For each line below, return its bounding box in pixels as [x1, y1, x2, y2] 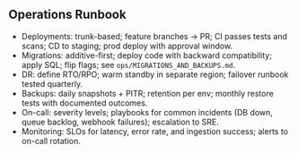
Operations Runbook [8, 7, 127, 22]
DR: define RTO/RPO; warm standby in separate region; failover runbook [21, 69, 289, 80]
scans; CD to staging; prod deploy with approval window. [21, 40, 233, 51]
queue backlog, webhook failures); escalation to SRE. [21, 116, 219, 127]
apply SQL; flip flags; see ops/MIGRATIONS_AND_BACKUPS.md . [21, 59, 236, 70]
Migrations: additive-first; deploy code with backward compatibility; [21, 49, 273, 61]
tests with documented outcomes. [21, 98, 148, 108]
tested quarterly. [21, 78, 83, 89]
